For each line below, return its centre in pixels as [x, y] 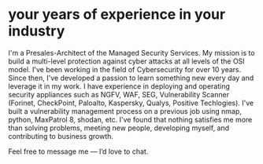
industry [37, 31]
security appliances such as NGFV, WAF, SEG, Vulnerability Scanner [119, 94]
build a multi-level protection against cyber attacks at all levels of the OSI [127, 61]
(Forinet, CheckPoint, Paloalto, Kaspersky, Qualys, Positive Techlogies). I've [131, 103]
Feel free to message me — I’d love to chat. [78, 151]
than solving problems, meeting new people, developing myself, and [119, 128]
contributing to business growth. [61, 136]
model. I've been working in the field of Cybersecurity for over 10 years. [125, 69]
